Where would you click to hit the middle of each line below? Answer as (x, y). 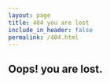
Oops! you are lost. (56, 69)
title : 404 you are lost (49, 23)
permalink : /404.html (44, 37)
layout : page (29, 15)
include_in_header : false (50, 30)
